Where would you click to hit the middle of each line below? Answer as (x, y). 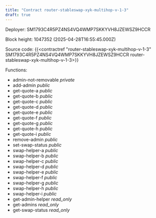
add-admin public (31, 85)
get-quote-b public (33, 96)
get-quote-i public (32, 134)
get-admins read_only (36, 204)
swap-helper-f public (35, 177)
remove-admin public (35, 139)
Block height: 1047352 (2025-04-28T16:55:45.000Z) (61, 39)
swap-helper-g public (35, 183)
